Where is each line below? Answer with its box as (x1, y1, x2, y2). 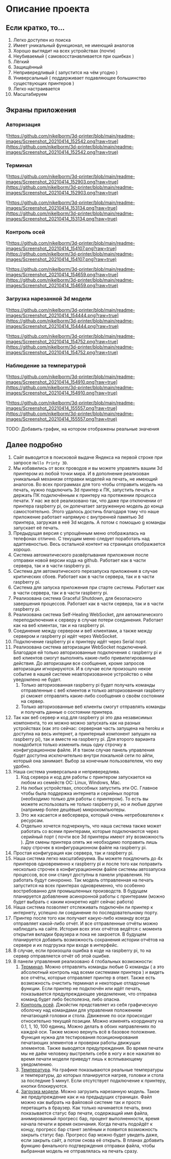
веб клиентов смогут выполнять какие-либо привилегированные (13, 654, 156, 661)
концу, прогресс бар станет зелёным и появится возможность (20, 1126, 158, 1132)
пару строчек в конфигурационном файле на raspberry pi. (20, 844, 147, 850)
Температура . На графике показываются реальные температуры (20, 1067, 163, 1073)
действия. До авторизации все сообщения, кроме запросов (13, 660, 145, 666)
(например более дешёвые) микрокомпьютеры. (20, 807, 126, 813)
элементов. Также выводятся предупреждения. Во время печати (20, 1045, 163, 1051)
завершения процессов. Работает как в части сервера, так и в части (13, 600, 164, 607)
